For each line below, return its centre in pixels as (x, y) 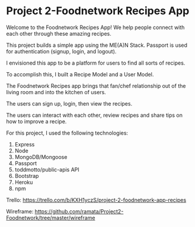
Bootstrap (27, 175)
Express (25, 144)
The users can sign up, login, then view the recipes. (69, 103)
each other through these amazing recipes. (59, 33)
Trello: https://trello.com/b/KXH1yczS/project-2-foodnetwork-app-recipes (96, 200)
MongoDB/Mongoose (41, 157)
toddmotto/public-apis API (47, 170)
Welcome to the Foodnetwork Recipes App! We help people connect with (95, 27)
